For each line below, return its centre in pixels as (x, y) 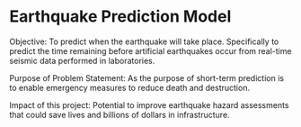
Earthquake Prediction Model (120, 17)
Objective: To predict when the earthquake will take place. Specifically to (144, 41)
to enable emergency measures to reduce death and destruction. (129, 87)
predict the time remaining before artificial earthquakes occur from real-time (150, 50)
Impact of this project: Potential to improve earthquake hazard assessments (149, 104)
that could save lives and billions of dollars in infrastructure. (120, 114)
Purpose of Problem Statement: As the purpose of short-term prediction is (147, 77)
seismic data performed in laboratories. (82, 60)
